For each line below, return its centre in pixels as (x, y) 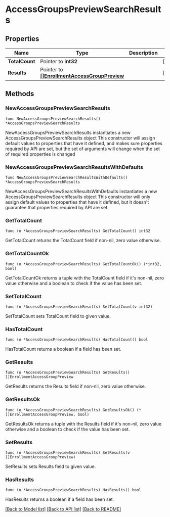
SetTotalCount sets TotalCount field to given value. (58, 316)
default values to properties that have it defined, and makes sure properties (84, 143)
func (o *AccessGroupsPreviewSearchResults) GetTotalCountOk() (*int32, (83, 264)
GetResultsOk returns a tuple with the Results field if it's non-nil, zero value (83, 424)
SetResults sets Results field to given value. (51, 466)
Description (143, 53)
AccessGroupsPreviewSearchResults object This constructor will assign (80, 138)
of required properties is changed (40, 154)
